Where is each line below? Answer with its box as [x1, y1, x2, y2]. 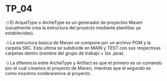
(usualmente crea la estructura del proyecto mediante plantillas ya [5, 24, 141, 30]
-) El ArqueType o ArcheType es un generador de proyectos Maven [5, 19, 143, 25]
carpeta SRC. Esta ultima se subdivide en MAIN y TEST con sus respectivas [5, 45, 161, 51]
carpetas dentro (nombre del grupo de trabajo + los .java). [5, 50, 125, 56]
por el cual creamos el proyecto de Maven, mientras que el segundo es [5, 65, 151, 71]
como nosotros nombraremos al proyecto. [5, 70, 92, 76]
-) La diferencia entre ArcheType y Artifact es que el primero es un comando [5, 60, 162, 66]
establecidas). [5, 30, 34, 36]
